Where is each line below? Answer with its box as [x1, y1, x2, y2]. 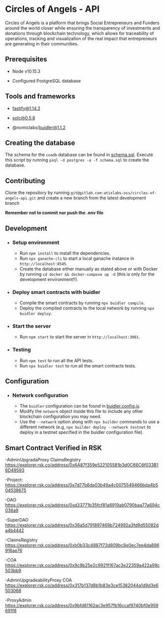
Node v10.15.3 [12, 68, 41, 74]
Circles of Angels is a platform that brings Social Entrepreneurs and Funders [5, 20, 160, 26]
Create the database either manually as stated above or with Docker [19, 266, 158, 272]
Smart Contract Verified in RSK [5, 444, 102, 452]
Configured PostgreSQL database [12, 78, 81, 83]
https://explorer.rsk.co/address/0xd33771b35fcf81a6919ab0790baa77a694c [5, 502, 160, 508]
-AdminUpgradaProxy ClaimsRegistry [5, 457, 81, 463]
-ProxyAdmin [5, 597, 32, 603]
